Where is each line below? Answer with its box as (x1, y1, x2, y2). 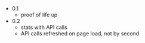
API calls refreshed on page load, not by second (20, 30, 140, 37)
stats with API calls (20, 24, 67, 31)
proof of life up (20, 11, 58, 18)
